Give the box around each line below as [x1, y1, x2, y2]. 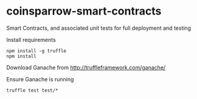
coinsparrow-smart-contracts [6, 4, 162, 18]
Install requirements [6, 36, 56, 43]
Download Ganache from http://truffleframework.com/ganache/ [6, 64, 166, 71]
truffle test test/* [6, 87, 59, 94]
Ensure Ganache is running [6, 75, 74, 83]
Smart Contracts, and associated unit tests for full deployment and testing [6, 24, 192, 32]
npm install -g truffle [6, 47, 67, 54]
